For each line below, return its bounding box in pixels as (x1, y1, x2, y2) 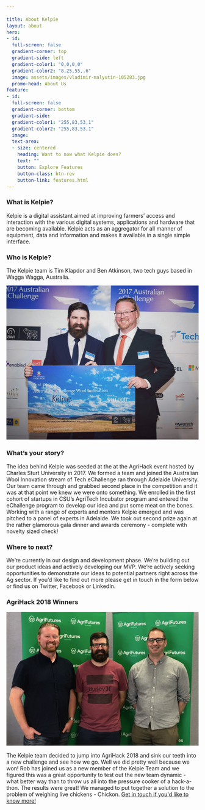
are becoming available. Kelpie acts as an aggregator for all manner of (6, 224, 183, 232)
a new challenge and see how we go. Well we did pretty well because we (6, 758, 190, 765)
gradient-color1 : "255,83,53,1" (12, 119, 95, 125)
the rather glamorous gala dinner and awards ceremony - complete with (6, 521, 187, 528)
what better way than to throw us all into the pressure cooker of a (6, 778, 171, 785)
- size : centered (12, 145, 56, 151)
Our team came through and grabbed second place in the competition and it (6, 482, 198, 489)
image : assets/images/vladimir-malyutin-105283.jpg (12, 74, 146, 81)
